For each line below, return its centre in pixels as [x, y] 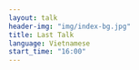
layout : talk [33, 18]
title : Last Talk [41, 35]
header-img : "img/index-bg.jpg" [69, 26]
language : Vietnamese [50, 43]
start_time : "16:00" [48, 52]
